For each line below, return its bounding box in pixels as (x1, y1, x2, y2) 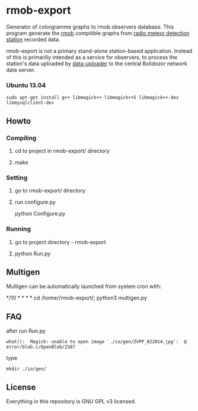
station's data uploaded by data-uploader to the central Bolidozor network (6, 60, 188, 67)
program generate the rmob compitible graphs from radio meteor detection (6, 29, 190, 36)
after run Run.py (6, 327, 46, 334)
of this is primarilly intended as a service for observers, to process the (6, 53, 178, 61)
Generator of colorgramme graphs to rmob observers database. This (6, 23, 174, 30)
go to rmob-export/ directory (14, 187, 86, 194)
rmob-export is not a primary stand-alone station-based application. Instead (6, 47, 193, 54)
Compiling (6, 134, 37, 142)
